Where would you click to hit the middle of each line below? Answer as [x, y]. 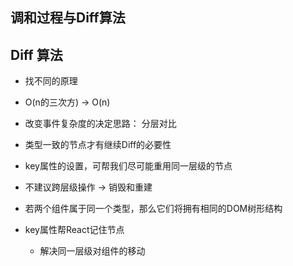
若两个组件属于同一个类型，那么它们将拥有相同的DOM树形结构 [153, 209]
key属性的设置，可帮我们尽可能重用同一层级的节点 [128, 166]
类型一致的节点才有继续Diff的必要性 [98, 145]
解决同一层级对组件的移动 [92, 251]
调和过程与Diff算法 [68, 18]
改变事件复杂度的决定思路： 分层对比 [100, 124]
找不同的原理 [51, 81]
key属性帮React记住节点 [74, 230]
